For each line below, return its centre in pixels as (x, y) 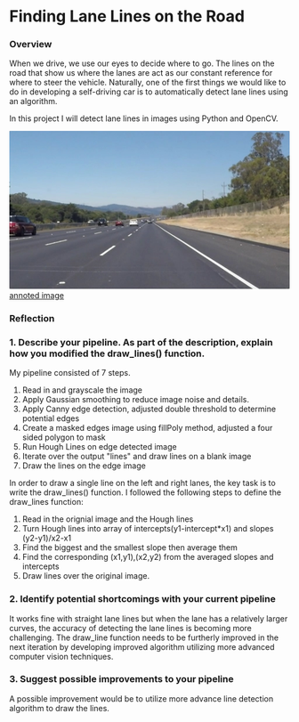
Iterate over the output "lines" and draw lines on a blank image (137, 457)
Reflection (32, 318)
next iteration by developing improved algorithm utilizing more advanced (142, 646)
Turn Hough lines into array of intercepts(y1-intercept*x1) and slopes (148, 529)
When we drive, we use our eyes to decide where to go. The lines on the (142, 63)
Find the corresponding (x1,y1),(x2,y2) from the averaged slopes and (148, 557)
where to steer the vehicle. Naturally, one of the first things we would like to (148, 83)
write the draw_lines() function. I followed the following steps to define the (145, 492)
